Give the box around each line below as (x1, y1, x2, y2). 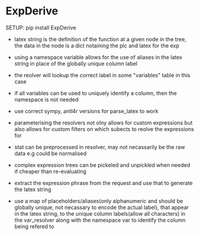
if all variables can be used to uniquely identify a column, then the (14, 89, 177, 96)
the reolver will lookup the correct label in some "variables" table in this (14, 71, 191, 78)
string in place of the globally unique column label (14, 60, 138, 67)
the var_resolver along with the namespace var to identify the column (14, 216, 186, 223)
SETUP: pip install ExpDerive (5, 24, 76, 31)
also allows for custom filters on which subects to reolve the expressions (14, 125, 194, 132)
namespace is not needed (14, 96, 79, 103)
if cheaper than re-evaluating (14, 168, 87, 175)
